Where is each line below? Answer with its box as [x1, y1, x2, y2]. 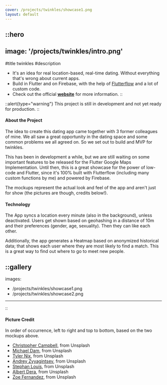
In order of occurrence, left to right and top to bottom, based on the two [5, 327, 153, 333]
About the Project [5, 117, 43, 123]
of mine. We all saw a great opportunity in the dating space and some [5, 134, 148, 140]
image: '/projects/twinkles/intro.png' [5, 47, 123, 56]
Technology [5, 201, 31, 207]
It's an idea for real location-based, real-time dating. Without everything [12, 70, 160, 76]
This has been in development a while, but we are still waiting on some [5, 154, 150, 159]
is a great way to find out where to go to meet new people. [5, 248, 125, 254]
